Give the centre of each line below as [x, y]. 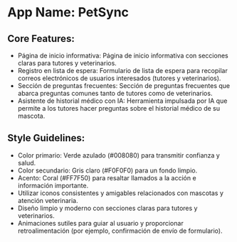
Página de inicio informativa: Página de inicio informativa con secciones [123, 55]
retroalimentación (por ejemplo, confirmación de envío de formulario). [120, 231]
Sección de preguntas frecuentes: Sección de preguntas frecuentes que [123, 86]
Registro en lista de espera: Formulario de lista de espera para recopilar [122, 71]
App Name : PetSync [68, 12]
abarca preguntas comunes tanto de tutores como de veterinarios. [115, 93]
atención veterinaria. [48, 200]
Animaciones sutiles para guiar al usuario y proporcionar [100, 223]
